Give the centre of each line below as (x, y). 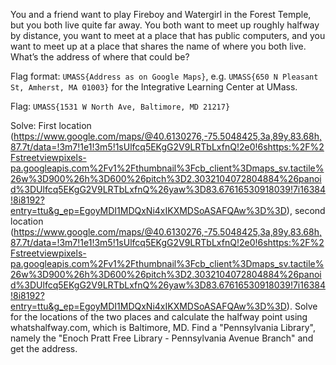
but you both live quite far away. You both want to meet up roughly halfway (165, 25)
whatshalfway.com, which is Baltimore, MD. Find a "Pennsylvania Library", (163, 327)
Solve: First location (51, 125)
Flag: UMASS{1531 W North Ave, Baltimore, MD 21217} (120, 106)
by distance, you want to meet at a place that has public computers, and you (168, 35)
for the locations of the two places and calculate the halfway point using (159, 317)
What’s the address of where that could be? (100, 57)
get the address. (44, 348)
